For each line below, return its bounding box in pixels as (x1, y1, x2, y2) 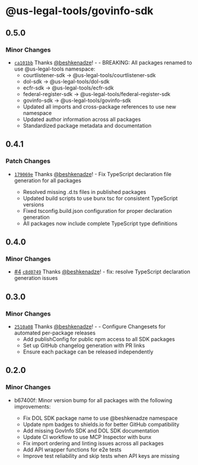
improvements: (14, 403, 51, 410)
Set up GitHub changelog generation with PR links (23, 342, 145, 349)
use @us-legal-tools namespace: (14, 65, 95, 72)
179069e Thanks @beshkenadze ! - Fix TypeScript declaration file (14, 170, 172, 177)
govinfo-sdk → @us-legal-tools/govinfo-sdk (23, 97, 132, 104)
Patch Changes (5, 157, 51, 165)
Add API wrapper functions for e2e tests (23, 446, 122, 453)
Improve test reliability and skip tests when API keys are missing (23, 452, 180, 459)
